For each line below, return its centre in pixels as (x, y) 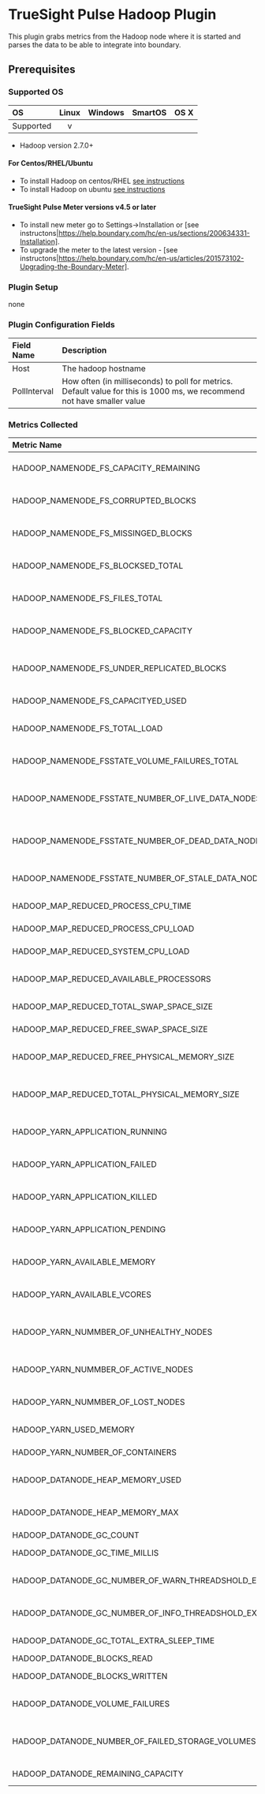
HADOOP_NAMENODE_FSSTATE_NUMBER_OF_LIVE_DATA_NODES (137, 798)
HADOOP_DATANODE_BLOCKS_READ (83, 1658)
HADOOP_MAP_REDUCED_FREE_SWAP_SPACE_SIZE (110, 1029)
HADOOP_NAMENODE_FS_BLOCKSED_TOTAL (98, 566)
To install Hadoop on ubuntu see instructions (92, 189)
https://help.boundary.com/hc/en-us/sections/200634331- (155, 234)
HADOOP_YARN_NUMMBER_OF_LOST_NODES (99, 1402)
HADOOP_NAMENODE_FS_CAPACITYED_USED (99, 701)
